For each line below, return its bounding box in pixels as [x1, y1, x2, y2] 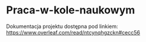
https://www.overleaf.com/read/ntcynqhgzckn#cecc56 [6, 29, 141, 36]
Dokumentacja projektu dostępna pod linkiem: [6, 23, 118, 30]
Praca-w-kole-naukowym [6, 3, 135, 17]
